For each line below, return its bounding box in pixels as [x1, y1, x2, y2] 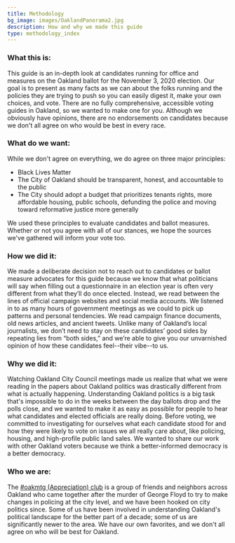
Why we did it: [7, 359, 58, 369]
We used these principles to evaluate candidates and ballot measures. [7, 219, 210, 227]
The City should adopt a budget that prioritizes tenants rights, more [17, 190, 213, 198]
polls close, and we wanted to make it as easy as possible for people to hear [7, 404, 228, 413]
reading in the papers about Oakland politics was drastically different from [7, 383, 222, 391]
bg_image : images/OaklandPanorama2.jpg [7, 17, 124, 24]
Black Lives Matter [17, 167, 72, 176]
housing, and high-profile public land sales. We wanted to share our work [7, 434, 220, 443]
